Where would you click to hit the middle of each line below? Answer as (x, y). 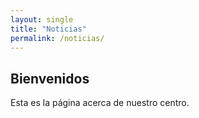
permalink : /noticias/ (57, 38)
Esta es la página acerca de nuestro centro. (100, 103)
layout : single (42, 19)
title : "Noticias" (48, 29)
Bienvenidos (50, 78)
